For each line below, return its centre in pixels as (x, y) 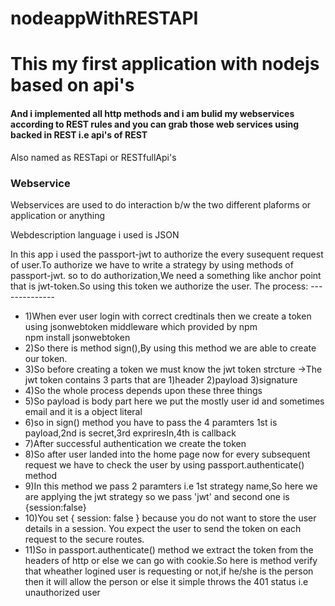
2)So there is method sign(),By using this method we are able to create (170, 348)
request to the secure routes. (84, 539)
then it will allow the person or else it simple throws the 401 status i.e (166, 581)
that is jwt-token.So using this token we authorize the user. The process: (159, 286)
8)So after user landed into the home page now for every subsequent (167, 454)
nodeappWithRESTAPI (104, 18)
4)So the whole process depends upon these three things (143, 390)
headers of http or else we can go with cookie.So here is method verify (171, 560)
